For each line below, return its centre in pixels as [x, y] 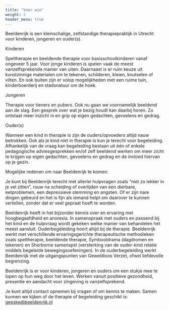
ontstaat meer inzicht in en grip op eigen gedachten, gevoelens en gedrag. [83, 116]
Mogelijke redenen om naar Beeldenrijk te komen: [57, 172]
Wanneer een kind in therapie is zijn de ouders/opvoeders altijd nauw [77, 135]
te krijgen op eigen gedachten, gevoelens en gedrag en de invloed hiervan [83, 157]
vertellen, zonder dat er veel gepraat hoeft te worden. [61, 203]
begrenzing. [18, 261]
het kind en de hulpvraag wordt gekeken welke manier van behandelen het [83, 224]
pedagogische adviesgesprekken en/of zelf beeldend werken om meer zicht [84, 151]
